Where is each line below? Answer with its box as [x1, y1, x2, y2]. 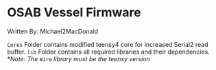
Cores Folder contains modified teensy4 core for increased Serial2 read [7, 40, 208, 48]
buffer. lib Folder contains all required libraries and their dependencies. [7, 48, 211, 56]
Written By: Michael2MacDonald [7, 27, 98, 35]
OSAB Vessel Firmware [7, 5, 142, 20]
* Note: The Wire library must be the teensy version [7, 54, 151, 63]
